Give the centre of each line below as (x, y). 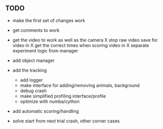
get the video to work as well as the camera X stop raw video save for (85, 40)
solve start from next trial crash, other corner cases (66, 121)
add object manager (34, 60)
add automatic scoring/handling (46, 111)
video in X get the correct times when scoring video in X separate (81, 45)
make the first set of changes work (49, 20)
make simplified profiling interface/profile (63, 96)
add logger (31, 80)
